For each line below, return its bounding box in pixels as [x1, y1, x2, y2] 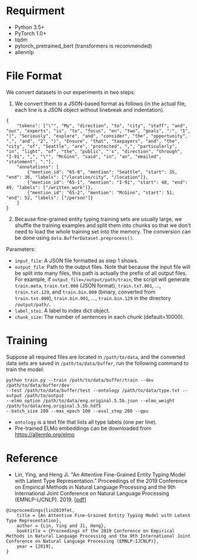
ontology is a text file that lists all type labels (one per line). [14, 418, 158, 425]
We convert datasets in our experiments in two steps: [6, 88, 135, 95]
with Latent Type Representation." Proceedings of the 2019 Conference [14, 477, 188, 484]
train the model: [6, 366, 45, 373]
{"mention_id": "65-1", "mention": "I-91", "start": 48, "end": [27, 179, 188, 185]
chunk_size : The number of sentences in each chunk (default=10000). [14, 313, 185, 320]
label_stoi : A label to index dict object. [14, 307, 111, 314]
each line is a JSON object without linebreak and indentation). [14, 106, 165, 113]
